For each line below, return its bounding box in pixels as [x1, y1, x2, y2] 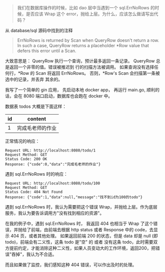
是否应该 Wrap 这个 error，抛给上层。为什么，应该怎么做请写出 [26, 11, 154, 17]
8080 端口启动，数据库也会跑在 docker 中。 [23, 93, 113, 99]
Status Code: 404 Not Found [5, 189, 63, 194]
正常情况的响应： [5, 138, 40, 144]
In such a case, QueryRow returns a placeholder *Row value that [17, 43, 149, 48]
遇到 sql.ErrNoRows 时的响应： [5, 171, 68, 177]
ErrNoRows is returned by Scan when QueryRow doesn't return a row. [17, 37, 160, 43]
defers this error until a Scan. [17, 48, 76, 54]
